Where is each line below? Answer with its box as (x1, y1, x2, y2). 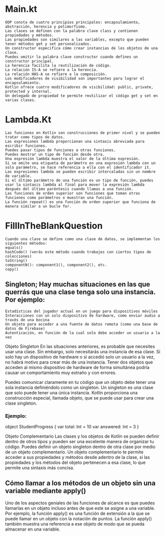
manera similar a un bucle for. (5, 204, 72, 208)
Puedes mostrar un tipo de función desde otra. (5, 152, 105, 157)
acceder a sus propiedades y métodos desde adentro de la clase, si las (5, 454, 150, 460)
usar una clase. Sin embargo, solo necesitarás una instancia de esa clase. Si (5, 348, 161, 354)
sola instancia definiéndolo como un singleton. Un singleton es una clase (5, 384, 154, 390)
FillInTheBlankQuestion (5, 220, 103, 232)
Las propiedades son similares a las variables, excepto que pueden (5, 37, 149, 42)
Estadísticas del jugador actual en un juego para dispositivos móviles (5, 309, 158, 314)
